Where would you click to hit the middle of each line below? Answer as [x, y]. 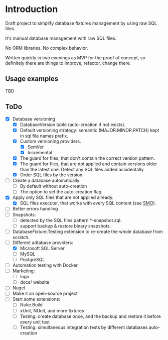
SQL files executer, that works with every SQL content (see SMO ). [88, 203]
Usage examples [32, 79]
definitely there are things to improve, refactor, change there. [68, 63]
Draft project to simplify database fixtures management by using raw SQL [81, 23]
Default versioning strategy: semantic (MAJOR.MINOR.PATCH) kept [90, 130]
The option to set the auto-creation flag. [61, 192]
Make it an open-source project [45, 294]
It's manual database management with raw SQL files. [61, 38]
